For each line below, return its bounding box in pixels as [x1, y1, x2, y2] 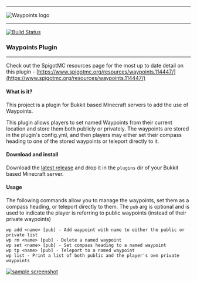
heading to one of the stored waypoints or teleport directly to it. [6, 138, 159, 145]
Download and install [6, 151, 59, 158]
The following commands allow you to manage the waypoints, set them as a [6, 196, 189, 203]
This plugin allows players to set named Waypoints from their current [6, 119, 173, 126]
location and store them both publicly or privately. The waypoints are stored [6, 125, 189, 132]
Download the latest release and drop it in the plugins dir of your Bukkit [6, 164, 179, 171]
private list [6, 232, 38, 238]
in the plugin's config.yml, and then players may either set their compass [6, 131, 182, 138]
